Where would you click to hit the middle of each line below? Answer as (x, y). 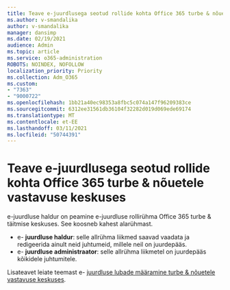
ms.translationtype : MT (41, 115)
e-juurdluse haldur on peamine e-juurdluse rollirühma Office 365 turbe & (109, 217)
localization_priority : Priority (55, 71)
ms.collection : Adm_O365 (42, 77)
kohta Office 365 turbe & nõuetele (105, 183)
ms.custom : (23, 84)
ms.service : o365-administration (55, 58)
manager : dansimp (32, 33)
